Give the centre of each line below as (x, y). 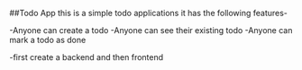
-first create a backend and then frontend (87, 57)
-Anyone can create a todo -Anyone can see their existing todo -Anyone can (151, 30)
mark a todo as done (48, 40)
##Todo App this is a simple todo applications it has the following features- (149, 13)
